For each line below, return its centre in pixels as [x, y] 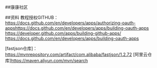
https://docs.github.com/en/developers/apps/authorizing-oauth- [70, 23]
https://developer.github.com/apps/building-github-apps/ [63, 33]
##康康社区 [16, 7]
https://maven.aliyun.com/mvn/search [50, 60]
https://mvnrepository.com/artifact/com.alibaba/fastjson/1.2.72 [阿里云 [77, 54]
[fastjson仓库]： [21, 48]
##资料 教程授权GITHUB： [32, 17]
